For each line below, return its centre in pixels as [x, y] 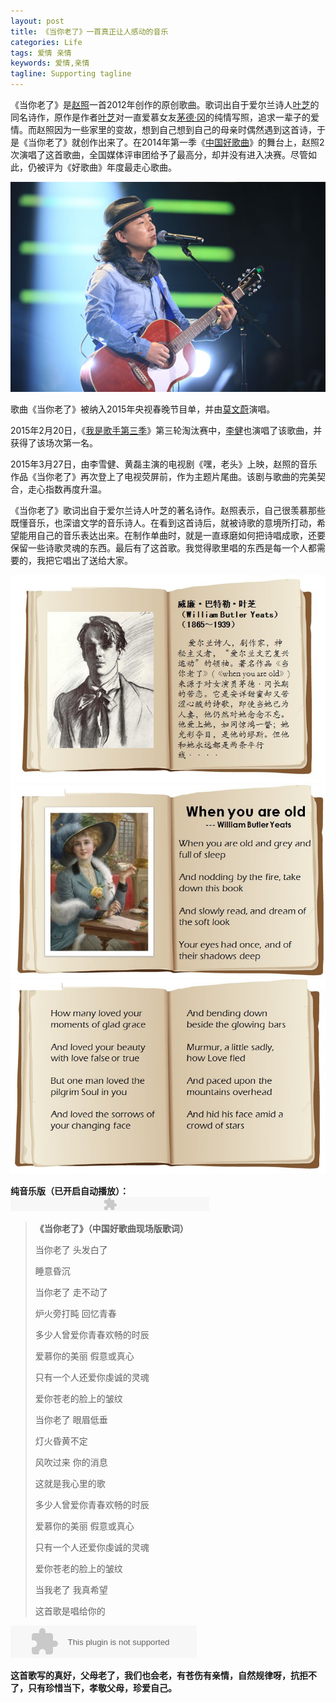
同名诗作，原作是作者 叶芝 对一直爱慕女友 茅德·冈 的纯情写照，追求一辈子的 [161, 117]
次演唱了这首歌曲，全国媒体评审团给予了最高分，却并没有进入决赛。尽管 [159, 154]
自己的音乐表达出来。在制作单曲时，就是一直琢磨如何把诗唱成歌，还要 [181, 535]
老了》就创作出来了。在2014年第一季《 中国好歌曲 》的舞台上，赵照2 [184, 142]
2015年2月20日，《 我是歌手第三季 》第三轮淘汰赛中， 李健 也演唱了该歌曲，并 [166, 430]
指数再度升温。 [75, 489]
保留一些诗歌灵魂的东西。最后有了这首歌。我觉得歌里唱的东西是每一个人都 [163, 548]
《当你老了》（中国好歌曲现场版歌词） [111, 1228]
